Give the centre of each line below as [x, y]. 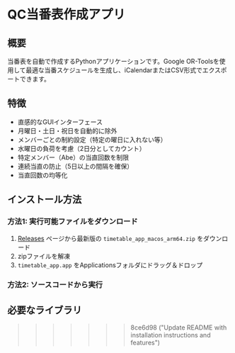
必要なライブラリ [45, 310]
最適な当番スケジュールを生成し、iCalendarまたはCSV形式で [114, 70]
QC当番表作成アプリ [67, 15]
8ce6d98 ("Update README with [179, 327]
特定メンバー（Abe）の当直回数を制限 [73, 157]
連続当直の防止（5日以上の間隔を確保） [75, 166]
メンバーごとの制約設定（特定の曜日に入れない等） [92, 140]
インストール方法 [45, 200]
